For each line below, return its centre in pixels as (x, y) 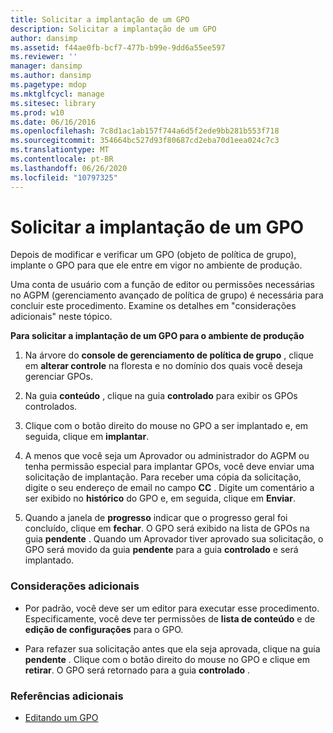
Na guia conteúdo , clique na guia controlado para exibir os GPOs (161, 396)
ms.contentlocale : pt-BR (62, 159)
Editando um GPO (61, 718)
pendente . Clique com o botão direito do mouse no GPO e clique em (167, 659)
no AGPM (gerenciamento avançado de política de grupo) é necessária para (167, 295)
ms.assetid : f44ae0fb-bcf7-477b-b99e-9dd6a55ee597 (118, 47)
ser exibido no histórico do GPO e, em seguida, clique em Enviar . (160, 498)
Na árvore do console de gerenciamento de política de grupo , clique (169, 355)
